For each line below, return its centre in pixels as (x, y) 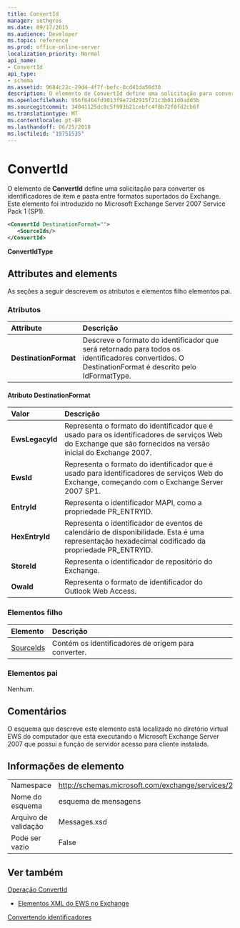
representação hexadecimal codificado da (135, 542)
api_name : (22, 61)
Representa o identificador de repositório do (138, 562)
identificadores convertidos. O (133, 358)
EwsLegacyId (34, 439)
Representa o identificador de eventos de (134, 524)
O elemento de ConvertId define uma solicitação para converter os (106, 189)
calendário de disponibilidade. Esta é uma (134, 532)
